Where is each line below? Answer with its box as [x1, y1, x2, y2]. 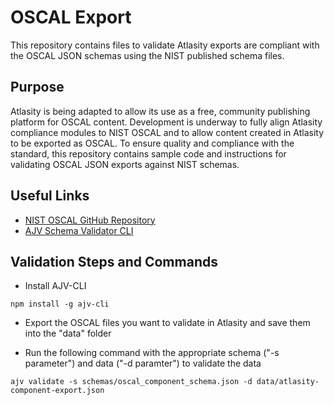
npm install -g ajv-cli [10, 299, 110, 310]
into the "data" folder [24, 327, 112, 340]
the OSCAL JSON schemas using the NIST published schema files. [10, 49, 285, 61]
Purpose [10, 79, 65, 96]
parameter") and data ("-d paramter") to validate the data [24, 357, 262, 370]
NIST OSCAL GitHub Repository [24, 214, 156, 226]
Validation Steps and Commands [10, 253, 218, 270]
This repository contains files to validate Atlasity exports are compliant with [10, 39, 320, 51]
